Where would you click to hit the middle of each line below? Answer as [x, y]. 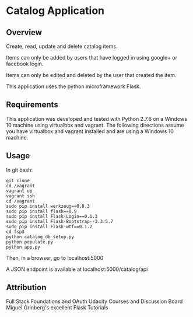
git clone [18, 180]
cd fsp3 [15, 232]
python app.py [23, 247]
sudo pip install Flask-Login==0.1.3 [52, 216]
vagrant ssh [20, 196]
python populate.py [30, 242]
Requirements [32, 105]
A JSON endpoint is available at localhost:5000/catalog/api [77, 269]
